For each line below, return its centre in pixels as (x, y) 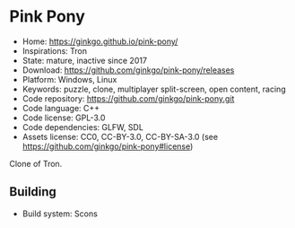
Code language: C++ (61, 108)
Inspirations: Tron (55, 50)
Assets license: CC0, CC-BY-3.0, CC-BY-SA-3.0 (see (120, 136)
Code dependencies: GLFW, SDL (82, 127)
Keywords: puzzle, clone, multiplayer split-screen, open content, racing (154, 89)
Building (33, 192)
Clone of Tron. (36, 163)
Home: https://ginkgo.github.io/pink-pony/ (100, 41)
